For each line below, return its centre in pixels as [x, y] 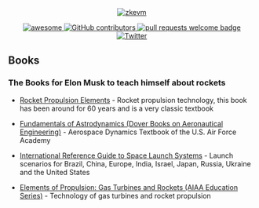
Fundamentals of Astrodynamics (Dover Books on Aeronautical [121, 123]
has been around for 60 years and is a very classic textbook [117, 108]
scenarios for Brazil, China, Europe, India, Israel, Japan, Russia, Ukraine [135, 163]
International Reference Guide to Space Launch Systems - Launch [126, 155]
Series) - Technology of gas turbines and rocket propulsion [115, 195]
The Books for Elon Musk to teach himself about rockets [117, 83]
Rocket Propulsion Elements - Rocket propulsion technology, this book [133, 100]
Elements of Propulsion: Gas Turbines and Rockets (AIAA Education [128, 187]
